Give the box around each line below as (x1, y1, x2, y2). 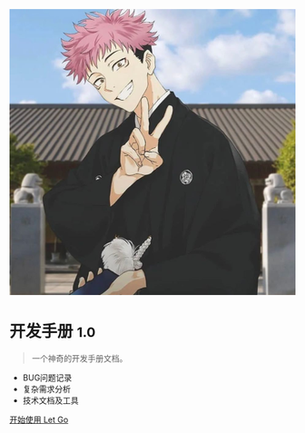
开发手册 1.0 (9, 321, 96, 342)
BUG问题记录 (22, 372, 73, 383)
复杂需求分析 (22, 383, 71, 394)
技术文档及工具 (22, 395, 79, 406)
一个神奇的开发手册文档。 (31, 352, 128, 363)
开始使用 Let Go (9, 414, 69, 425)
